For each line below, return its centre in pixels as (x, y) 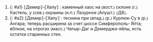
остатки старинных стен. (36, 34)
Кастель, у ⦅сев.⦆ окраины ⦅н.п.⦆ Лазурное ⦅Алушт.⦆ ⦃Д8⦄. (68, 12)
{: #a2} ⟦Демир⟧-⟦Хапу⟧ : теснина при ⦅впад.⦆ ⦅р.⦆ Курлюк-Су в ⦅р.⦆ (79, 18)
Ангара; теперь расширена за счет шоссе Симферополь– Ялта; (76, 23)
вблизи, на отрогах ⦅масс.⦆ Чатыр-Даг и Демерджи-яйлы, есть (76, 29)
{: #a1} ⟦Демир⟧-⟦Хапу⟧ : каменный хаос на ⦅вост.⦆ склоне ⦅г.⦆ (74, 7)
